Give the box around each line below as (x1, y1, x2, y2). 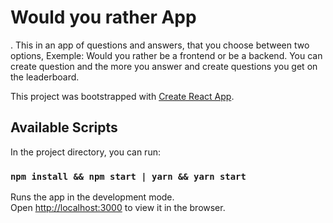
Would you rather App (10, 6, 197, 29)
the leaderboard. (10, 71, 80, 83)
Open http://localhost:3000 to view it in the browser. (10, 202, 226, 214)
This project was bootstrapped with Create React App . (10, 90, 235, 102)
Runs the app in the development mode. (10, 191, 175, 203)
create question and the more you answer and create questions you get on (10, 60, 318, 72)
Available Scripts (10, 119, 118, 136)
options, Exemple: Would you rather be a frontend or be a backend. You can (10, 49, 323, 61)
